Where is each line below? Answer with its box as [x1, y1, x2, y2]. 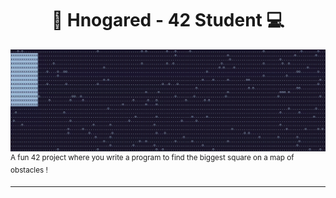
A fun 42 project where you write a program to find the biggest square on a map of [10, 152, 295, 162]
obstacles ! [10, 165, 48, 175]
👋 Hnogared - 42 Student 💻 [51, 9, 285, 32]
